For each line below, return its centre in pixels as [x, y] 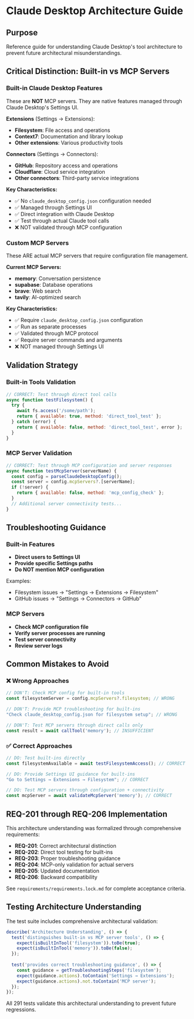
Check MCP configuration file [52, 627]
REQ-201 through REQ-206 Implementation [87, 814]
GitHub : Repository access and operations [66, 165]
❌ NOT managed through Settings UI [59, 346]
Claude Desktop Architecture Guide [95, 11]
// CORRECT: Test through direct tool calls [61, 394]
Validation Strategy [42, 365]
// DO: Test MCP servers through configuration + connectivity [85, 790]
